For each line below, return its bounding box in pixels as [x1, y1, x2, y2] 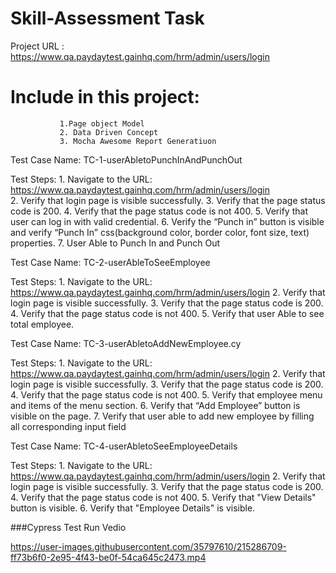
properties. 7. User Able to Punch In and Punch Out [10, 237, 221, 249]
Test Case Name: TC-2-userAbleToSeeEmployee [10, 256, 211, 268]
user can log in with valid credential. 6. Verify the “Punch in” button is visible [10, 215, 325, 227]
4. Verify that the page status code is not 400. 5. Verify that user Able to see [10, 307, 325, 319]
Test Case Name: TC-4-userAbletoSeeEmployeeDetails [10, 440, 238, 452]
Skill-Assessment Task [10, 7, 205, 30]
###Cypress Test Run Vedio [10, 521, 127, 533]
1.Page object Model [59, 118, 145, 129]
